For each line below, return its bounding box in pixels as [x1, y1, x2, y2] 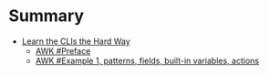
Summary [8, 5, 84, 27]
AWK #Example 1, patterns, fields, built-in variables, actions [35, 55, 260, 66]
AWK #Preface [35, 45, 91, 56]
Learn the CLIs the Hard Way [21, 36, 131, 47]
